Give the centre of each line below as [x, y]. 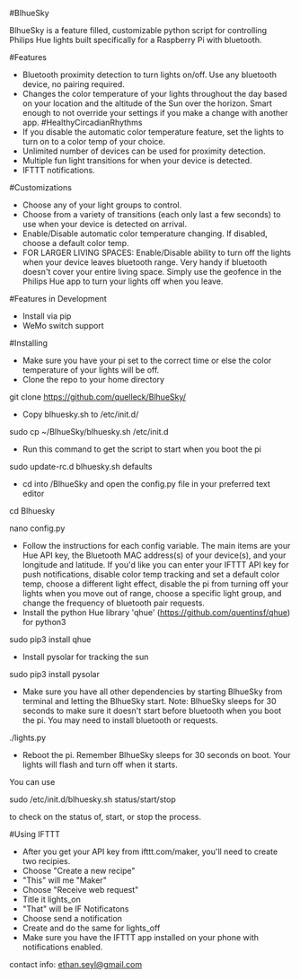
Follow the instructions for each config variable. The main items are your [156, 546]
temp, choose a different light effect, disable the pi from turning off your [155, 584]
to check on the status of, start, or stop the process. [106, 817]
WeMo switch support [63, 326]
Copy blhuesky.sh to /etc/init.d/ [80, 414]
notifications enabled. [62, 947]
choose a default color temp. [75, 243]
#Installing [28, 343]
